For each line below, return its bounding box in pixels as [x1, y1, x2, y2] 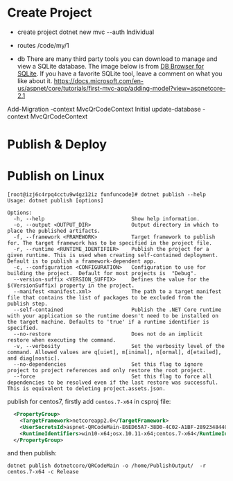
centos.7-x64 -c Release [7, 469, 79, 475]
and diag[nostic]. [7, 355, 60, 362]
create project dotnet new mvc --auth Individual [17, 28, 155, 36]
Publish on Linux [7, 168, 105, 184]
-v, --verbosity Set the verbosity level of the [13, 343, 225, 350]
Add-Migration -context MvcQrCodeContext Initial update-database [7, 105, 201, 113]
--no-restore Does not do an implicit [13, 331, 203, 338]
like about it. [17, 76, 53, 85]
